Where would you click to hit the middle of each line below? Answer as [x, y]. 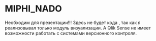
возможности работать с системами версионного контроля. [71, 33]
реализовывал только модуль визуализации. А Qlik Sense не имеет [78, 27]
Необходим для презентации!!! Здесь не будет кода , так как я [73, 22]
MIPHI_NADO [33, 9]
